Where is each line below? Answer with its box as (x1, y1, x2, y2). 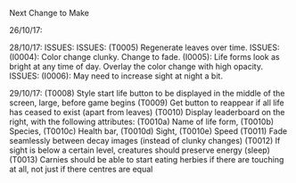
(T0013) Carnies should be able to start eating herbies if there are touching (9, 154, 284, 164)
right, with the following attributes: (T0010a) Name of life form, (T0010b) (9, 116, 275, 127)
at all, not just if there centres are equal (9, 164, 153, 174)
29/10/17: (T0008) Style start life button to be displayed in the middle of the (9, 88, 285, 98)
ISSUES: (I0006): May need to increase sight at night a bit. (9, 71, 223, 81)
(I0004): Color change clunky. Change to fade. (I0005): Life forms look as (9, 52, 280, 62)
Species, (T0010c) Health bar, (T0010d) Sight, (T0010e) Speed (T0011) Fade (9, 126, 288, 137)
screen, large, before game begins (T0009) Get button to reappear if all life (9, 97, 284, 108)
